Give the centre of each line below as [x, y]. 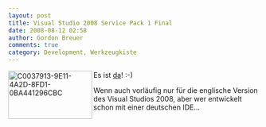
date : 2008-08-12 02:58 [48, 30]
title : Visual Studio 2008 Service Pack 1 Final [90, 23]
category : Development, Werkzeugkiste [72, 52]
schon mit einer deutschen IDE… [147, 107]
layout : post [30, 15]
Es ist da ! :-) [113, 75]
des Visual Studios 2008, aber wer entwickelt [168, 99]
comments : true [33, 45]
